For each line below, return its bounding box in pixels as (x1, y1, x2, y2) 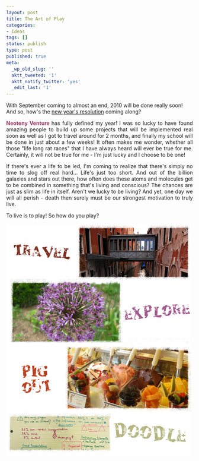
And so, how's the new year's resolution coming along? (6, 108, 142, 115)
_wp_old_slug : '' (11, 66, 54, 72)
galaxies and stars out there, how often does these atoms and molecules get (6, 175, 193, 182)
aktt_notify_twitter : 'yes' (11, 78, 81, 84)
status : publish (6, 41, 46, 47)
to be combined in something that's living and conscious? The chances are (6, 182, 193, 189)
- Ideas (6, 29, 25, 34)
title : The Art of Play (6, 15, 65, 22)
